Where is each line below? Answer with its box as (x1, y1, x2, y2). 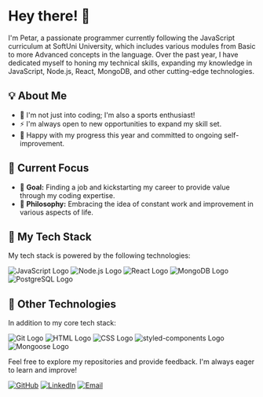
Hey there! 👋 (8, 7, 90, 25)
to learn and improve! (8, 366, 77, 375)
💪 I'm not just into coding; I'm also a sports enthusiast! (19, 110, 195, 119)
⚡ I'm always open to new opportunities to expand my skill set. (19, 119, 222, 128)
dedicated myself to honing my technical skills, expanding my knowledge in (8, 58, 253, 68)
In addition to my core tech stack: (8, 318, 116, 328)
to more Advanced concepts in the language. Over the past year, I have (8, 50, 239, 59)
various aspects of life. (19, 208, 94, 217)
